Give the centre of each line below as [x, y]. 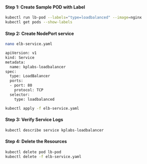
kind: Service [20, 57]
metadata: [15, 62]
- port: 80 [21, 85]
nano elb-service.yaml [29, 44]
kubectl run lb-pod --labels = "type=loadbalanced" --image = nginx [73, 17]
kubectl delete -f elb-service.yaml [43, 157]
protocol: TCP [29, 90]
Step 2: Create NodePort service [39, 33]
